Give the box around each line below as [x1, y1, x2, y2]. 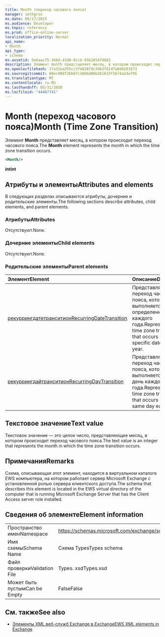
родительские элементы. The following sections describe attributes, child [5, 199, 156, 204]
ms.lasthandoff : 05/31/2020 [5, 85, 63, 90]
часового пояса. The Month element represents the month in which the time [5, 143, 160, 148]
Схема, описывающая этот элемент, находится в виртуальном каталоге [5, 470, 157, 476]
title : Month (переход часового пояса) [5, 7, 87, 12]
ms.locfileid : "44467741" [5, 89, 58, 94]
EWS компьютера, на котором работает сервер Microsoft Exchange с [5, 475, 151, 481]
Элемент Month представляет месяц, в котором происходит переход [5, 137, 152, 143]
